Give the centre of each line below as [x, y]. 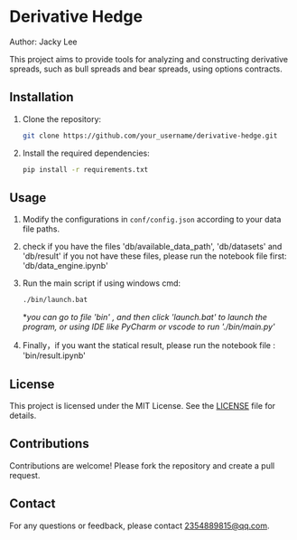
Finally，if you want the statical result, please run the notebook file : [148, 346]
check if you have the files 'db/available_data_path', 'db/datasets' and [152, 247]
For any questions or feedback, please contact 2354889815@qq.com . [139, 526]
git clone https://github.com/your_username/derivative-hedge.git [150, 136]
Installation [42, 97]
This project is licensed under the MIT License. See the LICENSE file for [143, 406]
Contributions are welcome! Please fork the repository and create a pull [142, 465]
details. [23, 415]
